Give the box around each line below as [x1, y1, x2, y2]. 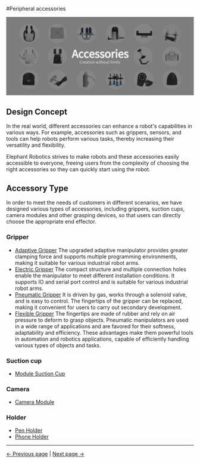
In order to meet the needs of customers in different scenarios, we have [6, 199, 183, 206]
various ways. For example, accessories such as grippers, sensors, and [6, 129, 182, 136]
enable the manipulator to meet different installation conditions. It [14, 271, 175, 279]
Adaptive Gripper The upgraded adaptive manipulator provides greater [14, 246, 189, 254]
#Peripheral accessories [6, 5, 66, 12]
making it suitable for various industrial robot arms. [14, 259, 140, 266]
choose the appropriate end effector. [6, 218, 96, 226]
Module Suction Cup [14, 370, 65, 377]
